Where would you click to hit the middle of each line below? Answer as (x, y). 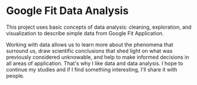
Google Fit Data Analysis (67, 11)
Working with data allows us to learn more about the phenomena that (90, 45)
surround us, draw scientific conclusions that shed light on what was (89, 50)
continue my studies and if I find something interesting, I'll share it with (92, 69)
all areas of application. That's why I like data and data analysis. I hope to (95, 63)
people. (15, 76)
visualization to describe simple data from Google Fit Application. (85, 33)
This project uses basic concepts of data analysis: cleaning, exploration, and (99, 27)
